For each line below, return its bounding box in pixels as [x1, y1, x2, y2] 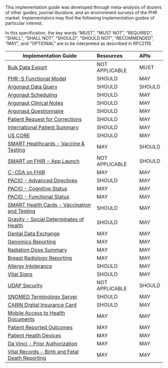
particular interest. [5, 20, 43, 26]
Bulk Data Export [7, 64, 47, 70]
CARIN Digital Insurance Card [7, 301, 77, 308]
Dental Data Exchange [7, 230, 60, 237]
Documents [7, 316, 35, 322]
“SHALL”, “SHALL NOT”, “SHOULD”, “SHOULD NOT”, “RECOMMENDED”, [5, 35, 154, 41]
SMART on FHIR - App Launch [7, 157, 80, 164]
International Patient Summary [7, 124, 79, 130]
